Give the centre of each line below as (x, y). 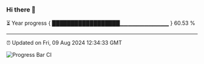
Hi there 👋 (21, 10)
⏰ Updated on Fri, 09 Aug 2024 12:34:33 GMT (64, 43)
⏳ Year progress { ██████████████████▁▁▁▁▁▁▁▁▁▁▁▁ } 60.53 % (101, 23)
